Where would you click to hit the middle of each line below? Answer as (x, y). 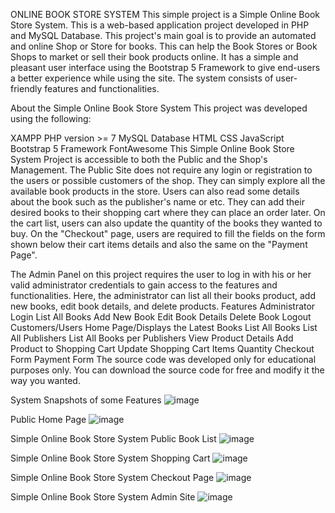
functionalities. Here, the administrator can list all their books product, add (163, 295)
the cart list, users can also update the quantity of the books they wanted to (166, 223)
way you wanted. (45, 380)
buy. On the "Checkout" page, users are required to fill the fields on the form (168, 233)
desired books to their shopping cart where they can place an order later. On (168, 212)
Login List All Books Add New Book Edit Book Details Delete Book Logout (161, 317)
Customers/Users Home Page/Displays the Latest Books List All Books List (164, 327)
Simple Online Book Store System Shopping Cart (110, 458)
